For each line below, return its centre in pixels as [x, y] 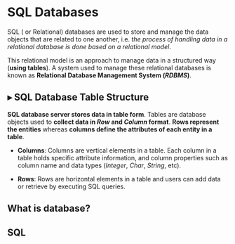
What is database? [49, 208]
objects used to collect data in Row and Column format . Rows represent [113, 122]
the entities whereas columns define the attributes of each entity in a [110, 129]
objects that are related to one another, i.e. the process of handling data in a [117, 39]
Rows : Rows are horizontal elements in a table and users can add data [119, 179]
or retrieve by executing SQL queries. [71, 186]
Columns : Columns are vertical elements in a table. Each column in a [117, 150]
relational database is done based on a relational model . [89, 46]
